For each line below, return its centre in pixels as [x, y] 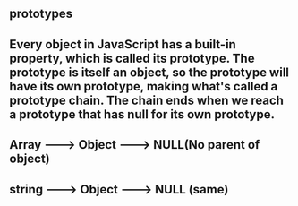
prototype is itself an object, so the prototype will [149, 72]
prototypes [41, 14]
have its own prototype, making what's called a [144, 86]
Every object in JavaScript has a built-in [123, 44]
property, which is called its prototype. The [132, 58]
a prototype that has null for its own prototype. [142, 114]
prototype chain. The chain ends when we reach [147, 100]
